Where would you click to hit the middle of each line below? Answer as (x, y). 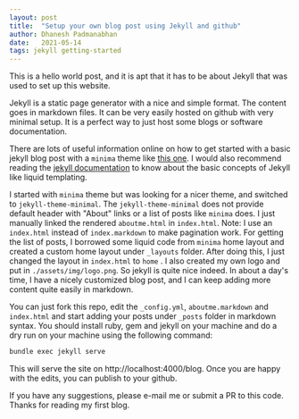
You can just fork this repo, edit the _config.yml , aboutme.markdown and (139, 307)
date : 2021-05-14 (46, 42)
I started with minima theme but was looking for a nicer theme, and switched (149, 195)
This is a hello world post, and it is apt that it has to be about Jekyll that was (149, 76)
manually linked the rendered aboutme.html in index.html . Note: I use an (141, 223)
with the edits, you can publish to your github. (93, 378)
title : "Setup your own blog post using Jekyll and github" (125, 26)
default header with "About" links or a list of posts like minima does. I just (142, 214)
